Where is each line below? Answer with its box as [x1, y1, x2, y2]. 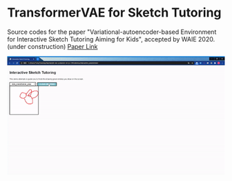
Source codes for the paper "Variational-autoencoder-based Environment [7, 28, 217, 36]
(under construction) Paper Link [7, 42, 98, 50]
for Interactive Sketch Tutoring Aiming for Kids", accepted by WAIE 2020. [7, 35, 215, 43]
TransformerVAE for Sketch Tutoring [7, 5, 222, 21]
